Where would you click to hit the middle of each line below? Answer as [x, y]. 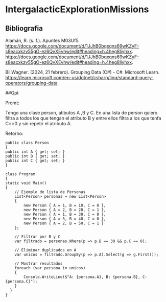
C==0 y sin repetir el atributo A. [39, 123]
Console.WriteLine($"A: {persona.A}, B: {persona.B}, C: [85, 277]
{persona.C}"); [21, 282]
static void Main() [26, 183]
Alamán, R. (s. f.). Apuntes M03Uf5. [43, 40]
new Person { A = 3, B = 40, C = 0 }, [65, 219]
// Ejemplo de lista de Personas [50, 192]
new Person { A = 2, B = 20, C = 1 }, [65, 210]
